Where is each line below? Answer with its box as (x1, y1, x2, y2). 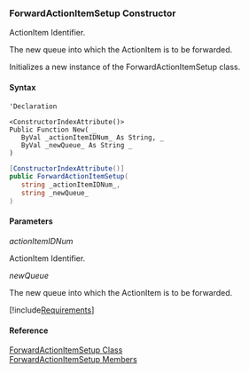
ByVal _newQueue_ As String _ (20, 140, 133, 149)
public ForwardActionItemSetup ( (9, 172, 128, 181)
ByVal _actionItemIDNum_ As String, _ (20, 132, 165, 142)
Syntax (9, 82, 36, 92)
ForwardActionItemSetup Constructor (9, 7, 176, 20)
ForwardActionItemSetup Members (9, 354, 137, 365)
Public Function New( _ (9, 125, 97, 134)
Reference (9, 325, 49, 336)
